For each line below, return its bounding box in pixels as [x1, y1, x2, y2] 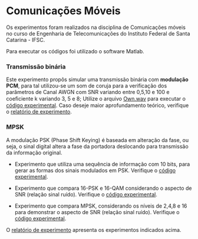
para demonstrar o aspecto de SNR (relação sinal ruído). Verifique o [14, 208, 180, 215]
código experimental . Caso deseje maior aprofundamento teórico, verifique [6, 102, 189, 109]
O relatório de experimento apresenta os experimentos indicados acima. [6, 226, 181, 233]
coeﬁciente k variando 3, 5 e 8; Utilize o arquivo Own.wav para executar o [6, 95, 186, 102]
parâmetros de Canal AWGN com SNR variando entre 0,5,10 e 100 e [6, 89, 170, 96]
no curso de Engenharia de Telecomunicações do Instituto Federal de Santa [6, 30, 190, 37]
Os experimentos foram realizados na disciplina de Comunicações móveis [6, 24, 186, 31]
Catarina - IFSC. [6, 36, 45, 43]
